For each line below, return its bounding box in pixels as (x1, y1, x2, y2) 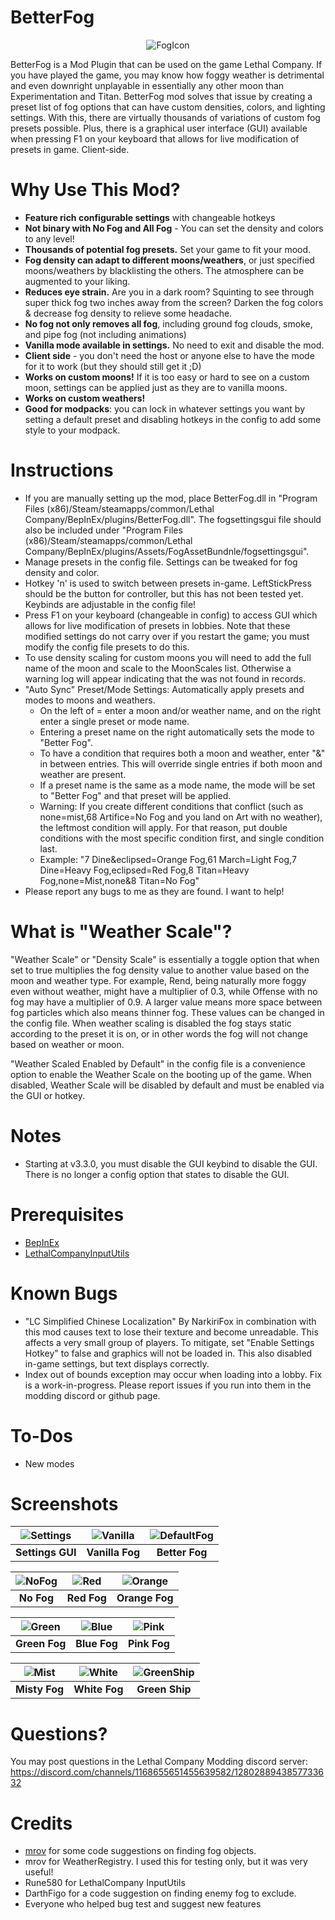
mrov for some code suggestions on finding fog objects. (24, 1845, 257, 1857)
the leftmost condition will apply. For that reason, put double (39, 821, 288, 833)
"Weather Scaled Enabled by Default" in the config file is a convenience (10, 1057, 306, 1070)
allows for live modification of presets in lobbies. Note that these (24, 619, 291, 631)
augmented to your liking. (24, 275, 131, 287)
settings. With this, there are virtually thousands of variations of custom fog (10, 111, 321, 123)
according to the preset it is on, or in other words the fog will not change (10, 1027, 308, 1040)
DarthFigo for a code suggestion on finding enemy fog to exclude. (24, 1887, 297, 1900)
